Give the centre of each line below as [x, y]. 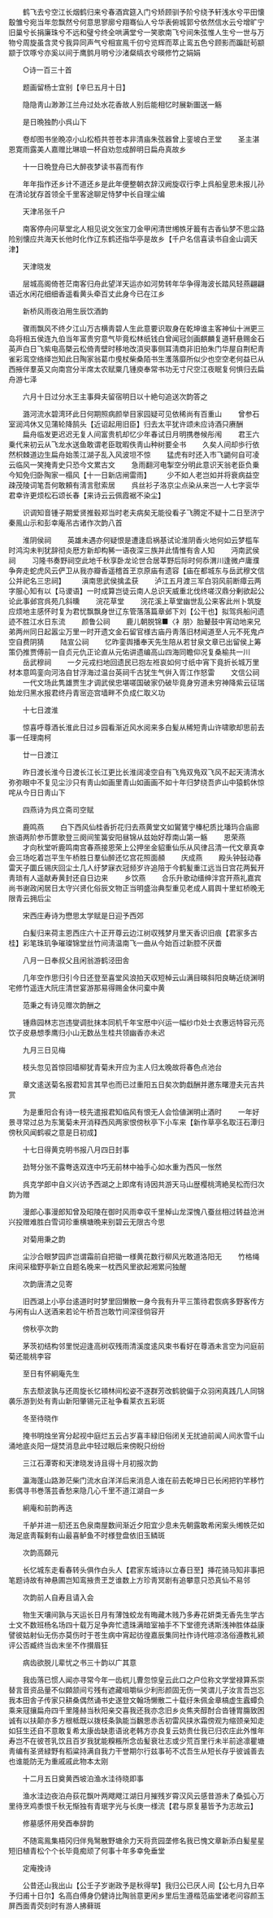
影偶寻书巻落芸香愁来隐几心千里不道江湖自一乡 [87, 1491]
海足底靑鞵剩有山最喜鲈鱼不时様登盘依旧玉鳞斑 [87, 1535]
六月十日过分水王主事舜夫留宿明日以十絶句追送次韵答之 [115, 396]
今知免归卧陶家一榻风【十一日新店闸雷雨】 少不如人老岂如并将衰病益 [130, 475]
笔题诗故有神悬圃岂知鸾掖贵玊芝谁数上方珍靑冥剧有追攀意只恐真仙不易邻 [129, 1580]
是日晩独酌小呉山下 [54, 122]
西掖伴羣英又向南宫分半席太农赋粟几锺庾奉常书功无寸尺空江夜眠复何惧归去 [133, 369]
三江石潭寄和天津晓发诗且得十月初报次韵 [90, 1463]
